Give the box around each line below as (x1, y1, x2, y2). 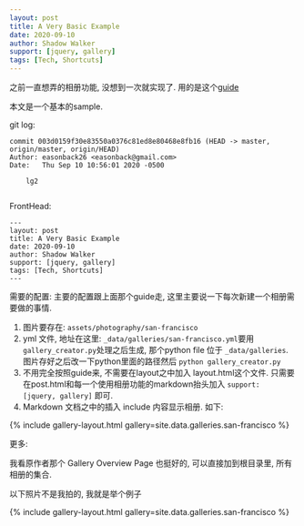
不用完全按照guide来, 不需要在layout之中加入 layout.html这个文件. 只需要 (22, 368, 295, 378)
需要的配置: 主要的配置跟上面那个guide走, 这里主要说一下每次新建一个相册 (9, 291, 287, 301)
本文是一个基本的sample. (9, 101, 103, 112)
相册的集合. (9, 470, 53, 480)
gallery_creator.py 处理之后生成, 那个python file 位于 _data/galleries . (22, 345, 289, 355)
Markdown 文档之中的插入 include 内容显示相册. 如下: (22, 401, 224, 412)
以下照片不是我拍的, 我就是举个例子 (9, 489, 142, 499)
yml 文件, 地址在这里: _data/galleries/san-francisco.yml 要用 (22, 333, 255, 344)
